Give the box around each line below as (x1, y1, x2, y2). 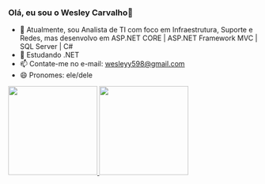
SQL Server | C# (19, 42, 74, 51)
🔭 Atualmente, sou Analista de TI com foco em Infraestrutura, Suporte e (19, 25, 253, 35)
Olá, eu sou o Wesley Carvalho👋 (8, 7, 134, 18)
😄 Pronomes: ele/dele (19, 70, 93, 80)
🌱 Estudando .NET (19, 51, 80, 60)
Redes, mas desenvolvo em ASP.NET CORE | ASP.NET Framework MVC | (19, 33, 258, 43)
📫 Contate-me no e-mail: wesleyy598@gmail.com (19, 59, 185, 69)
